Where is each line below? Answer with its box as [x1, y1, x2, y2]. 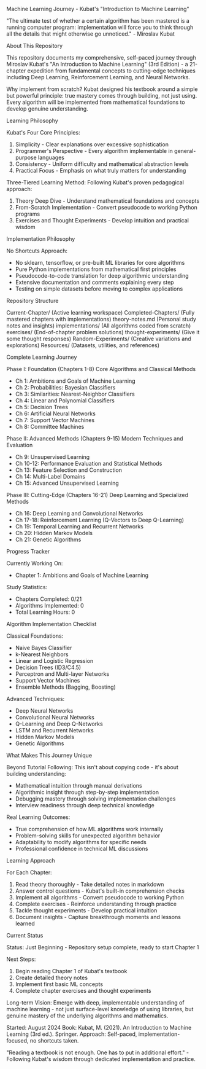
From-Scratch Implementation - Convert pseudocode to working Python [15, 204, 198, 211]
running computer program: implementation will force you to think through [6, 24, 194, 31]
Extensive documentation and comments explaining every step [15, 279, 174, 286]
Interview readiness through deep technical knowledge [15, 802, 154, 809]
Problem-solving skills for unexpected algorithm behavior [15, 832, 161, 839]
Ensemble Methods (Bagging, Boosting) [15, 683, 116, 691]
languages [37, 154, 64, 161]
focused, [6, 1037, 29, 1044]
